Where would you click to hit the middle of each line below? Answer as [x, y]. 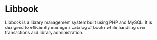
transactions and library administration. [44, 32]
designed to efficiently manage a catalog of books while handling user [75, 27]
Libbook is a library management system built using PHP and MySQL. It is [78, 22]
